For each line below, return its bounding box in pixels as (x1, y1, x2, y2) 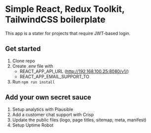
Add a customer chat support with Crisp (12, 111, 94, 117)
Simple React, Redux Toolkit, (5, 3, 125, 15)
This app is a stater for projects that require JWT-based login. (5, 30, 131, 36)
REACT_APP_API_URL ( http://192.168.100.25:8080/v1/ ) (19, 68, 129, 74)
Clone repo (12, 58, 36, 64)
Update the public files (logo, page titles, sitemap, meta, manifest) (12, 117, 147, 123)
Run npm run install (12, 79, 55, 85)
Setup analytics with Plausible (12, 106, 74, 112)
